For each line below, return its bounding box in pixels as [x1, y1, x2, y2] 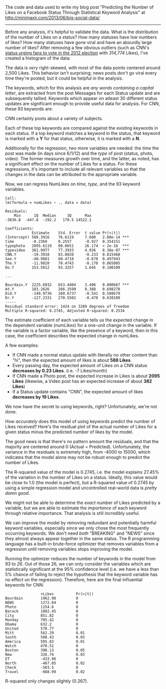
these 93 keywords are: [5, 106, 53, 112]
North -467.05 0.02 [5, 661, 85, 666]
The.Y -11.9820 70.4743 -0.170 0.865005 [5, 261, 121, 266]
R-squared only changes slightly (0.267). [5, 678, 88, 684]
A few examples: [5, 342, 39, 348]
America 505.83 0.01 [5, 639, 85, 644]
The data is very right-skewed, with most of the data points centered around [5, 65, 161, 71]
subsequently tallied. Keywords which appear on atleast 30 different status [5, 95, 158, 101]
